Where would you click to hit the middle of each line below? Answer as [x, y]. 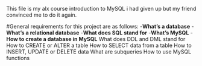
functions [18, 58]
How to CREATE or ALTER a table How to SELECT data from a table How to [99, 45]
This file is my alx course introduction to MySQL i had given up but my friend [101, 9]
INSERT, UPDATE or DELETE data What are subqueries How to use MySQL [99, 52]
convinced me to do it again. [42, 15]
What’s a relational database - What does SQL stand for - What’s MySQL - [99, 33]
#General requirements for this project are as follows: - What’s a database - [100, 26]
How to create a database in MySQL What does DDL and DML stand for [96, 39]
